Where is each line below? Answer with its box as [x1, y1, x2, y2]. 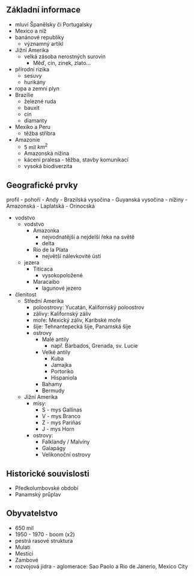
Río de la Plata [32, 246, 68, 254]
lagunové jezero [41, 284, 82, 292]
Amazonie [14, 136, 40, 143]
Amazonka [32, 227, 59, 234]
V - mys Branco [41, 413, 81, 420]
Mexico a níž [14, 27, 47, 34]
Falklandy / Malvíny [41, 438, 90, 445]
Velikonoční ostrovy [41, 451, 91, 459]
